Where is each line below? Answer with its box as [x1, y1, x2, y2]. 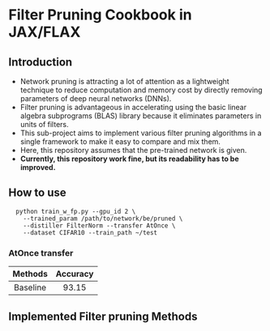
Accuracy [55, 269, 94, 280]
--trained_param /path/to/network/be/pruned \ [23, 214, 183, 223]
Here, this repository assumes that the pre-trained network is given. [19, 146, 247, 155]
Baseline [13, 282, 47, 293]
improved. [19, 163, 56, 172]
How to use [8, 186, 66, 200]
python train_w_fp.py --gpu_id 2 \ [15, 207, 136, 215]
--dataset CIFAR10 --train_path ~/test [23, 228, 158, 236]
